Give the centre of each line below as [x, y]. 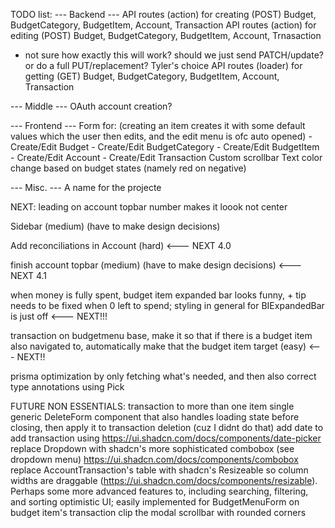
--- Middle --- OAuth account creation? [91, 106]
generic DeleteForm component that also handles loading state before [155, 417]
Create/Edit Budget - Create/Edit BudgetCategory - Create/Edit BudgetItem [165, 147]
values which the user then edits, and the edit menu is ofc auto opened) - [161, 136]
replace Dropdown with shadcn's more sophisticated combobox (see [152, 448]
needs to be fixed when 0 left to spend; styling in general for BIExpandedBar [167, 305]
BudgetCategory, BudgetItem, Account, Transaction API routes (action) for [163, 25]
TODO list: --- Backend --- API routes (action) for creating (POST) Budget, [163, 14]
